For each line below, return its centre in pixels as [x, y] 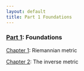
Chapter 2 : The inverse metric [42, 62]
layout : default [26, 11]
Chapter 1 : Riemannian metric [42, 50]
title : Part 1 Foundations [39, 17]
